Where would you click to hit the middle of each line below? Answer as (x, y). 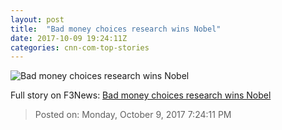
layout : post (37, 19)
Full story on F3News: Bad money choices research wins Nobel (141, 95)
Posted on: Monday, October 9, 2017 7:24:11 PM (133, 115)
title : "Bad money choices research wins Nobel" (116, 29)
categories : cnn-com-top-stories (80, 47)
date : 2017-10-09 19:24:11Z (69, 38)
